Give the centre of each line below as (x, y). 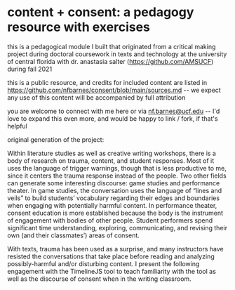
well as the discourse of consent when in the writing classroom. (99, 279)
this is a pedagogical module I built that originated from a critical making (112, 46)
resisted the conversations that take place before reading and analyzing (111, 256)
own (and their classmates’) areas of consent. (74, 235)
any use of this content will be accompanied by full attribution (96, 97)
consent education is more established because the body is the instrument (115, 213)
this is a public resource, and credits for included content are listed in (107, 82)
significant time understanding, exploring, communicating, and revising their (117, 228)
